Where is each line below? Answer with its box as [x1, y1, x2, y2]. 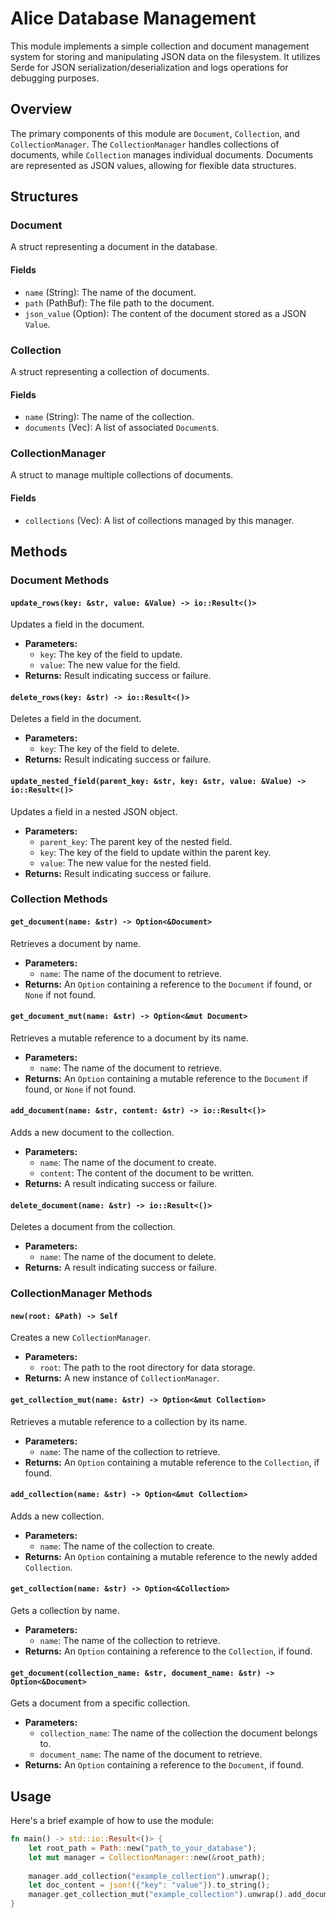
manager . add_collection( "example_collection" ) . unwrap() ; [28, 1871, 271, 1881]
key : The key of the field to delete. [39, 743, 180, 755]
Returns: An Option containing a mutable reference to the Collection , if [24, 1456, 320, 1468]
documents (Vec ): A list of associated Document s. [24, 422, 220, 434]
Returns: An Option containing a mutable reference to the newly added [24, 1550, 318, 1562]
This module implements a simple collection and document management [10, 40, 310, 52]
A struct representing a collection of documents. [10, 365, 210, 377]
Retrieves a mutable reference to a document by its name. [10, 1032, 249, 1044]
